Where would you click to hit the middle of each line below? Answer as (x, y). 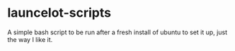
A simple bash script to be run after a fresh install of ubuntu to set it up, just (117, 32)
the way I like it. (30, 39)
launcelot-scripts (59, 13)
